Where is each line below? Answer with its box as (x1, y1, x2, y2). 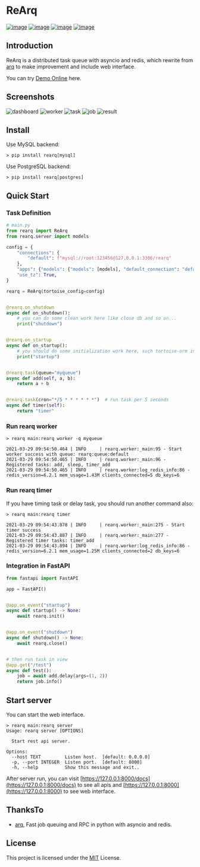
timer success (6, 527, 42, 533)
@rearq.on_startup (6, 337, 52, 343)
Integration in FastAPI (6, 561, 70, 570)
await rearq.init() (17, 613, 65, 619)
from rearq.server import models (6, 233, 89, 239)
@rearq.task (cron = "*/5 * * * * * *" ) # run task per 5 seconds (6, 397, 169, 403)
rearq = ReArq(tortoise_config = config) (6, 288, 105, 294)
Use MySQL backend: (6, 141, 60, 148)
